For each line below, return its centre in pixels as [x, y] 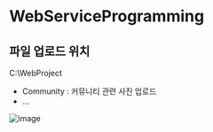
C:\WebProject [35, 73]
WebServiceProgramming [107, 16]
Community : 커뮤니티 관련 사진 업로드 [89, 91]
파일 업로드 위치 [50, 51]
